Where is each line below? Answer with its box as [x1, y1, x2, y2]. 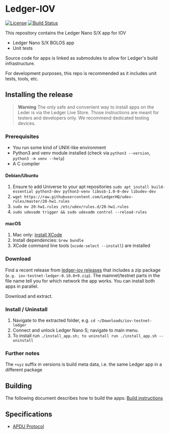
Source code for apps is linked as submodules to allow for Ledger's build [5, 55, 158, 61]
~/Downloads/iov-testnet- [97, 318, 152, 323]
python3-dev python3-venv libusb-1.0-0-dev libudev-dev [35, 189, 156, 194]
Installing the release [5, 90, 73, 99]
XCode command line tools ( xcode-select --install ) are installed [12, 242, 151, 249]
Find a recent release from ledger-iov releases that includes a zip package [5, 267, 161, 273]
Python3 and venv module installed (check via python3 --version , [12, 150, 151, 156]
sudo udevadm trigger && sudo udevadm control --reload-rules [12, 210, 147, 215]
